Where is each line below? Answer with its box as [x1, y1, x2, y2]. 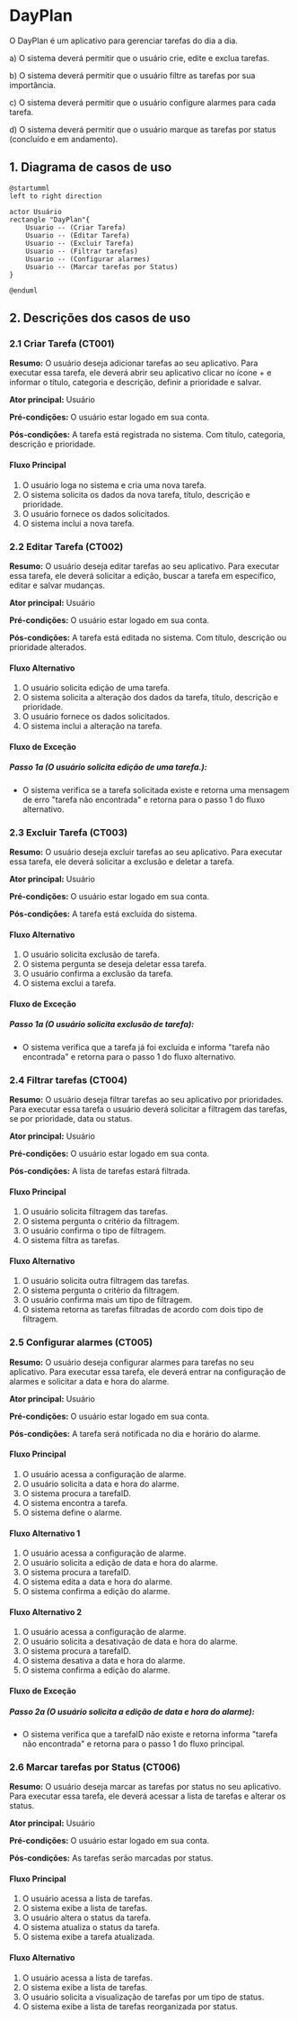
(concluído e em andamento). [9, 133, 118, 144]
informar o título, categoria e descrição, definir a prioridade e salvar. [9, 377, 262, 388]
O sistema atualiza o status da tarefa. [22, 1922, 160, 1933]
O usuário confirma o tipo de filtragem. [22, 1225, 166, 1236]
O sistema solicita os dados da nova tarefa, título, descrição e [22, 489, 250, 500]
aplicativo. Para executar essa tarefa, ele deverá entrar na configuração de [9, 1366, 286, 1377]
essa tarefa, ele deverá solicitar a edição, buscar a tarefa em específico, [9, 570, 276, 581]
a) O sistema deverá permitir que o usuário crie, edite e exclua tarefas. [9, 52, 270, 63]
